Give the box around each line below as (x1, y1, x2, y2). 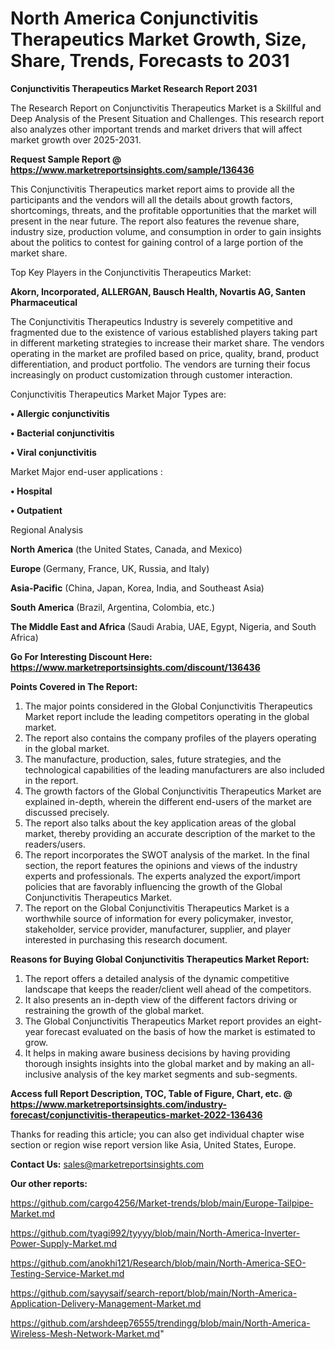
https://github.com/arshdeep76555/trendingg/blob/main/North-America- (10, 1317, 311, 1329)
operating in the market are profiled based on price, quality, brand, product (10, 347, 320, 359)
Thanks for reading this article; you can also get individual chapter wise (10, 1128, 305, 1140)
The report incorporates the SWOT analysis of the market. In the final (24, 848, 310, 861)
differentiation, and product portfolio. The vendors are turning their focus (10, 358, 311, 370)
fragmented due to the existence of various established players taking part (10, 326, 318, 338)
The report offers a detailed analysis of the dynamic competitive (24, 972, 290, 984)
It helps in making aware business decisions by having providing (24, 1047, 291, 1059)
